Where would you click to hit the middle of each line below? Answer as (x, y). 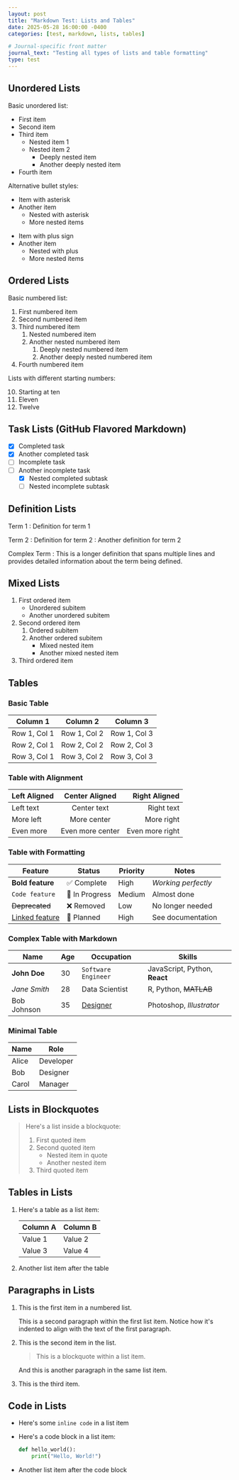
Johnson (26, 1009)
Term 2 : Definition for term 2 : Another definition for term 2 (95, 540)
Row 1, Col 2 (82, 733)
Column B (80, 1227)
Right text (164, 808)
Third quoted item (62, 1170)
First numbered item (48, 311)
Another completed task (54, 454)
